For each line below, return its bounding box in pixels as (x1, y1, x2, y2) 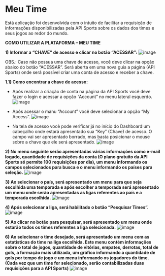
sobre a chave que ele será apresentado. (12, 139, 96, 145)
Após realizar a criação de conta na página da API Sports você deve (12, 88, 151, 94)
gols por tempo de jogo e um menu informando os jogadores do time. (5, 255, 149, 261)
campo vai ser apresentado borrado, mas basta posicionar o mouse (12, 134, 150, 139)
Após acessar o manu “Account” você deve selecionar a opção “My (12, 108, 150, 114)
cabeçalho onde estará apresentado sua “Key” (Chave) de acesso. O (12, 128, 152, 134)
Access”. (12, 113, 31, 119)
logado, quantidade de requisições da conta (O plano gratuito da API (5, 154, 148, 160)
